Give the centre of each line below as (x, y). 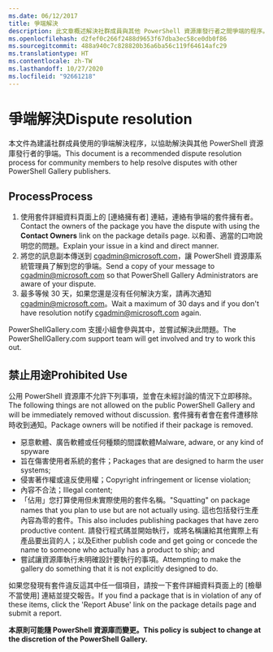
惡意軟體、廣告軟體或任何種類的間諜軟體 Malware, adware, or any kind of (142, 443)
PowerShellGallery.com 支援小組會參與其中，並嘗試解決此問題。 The (122, 330)
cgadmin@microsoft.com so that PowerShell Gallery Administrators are (139, 275)
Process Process (51, 196)
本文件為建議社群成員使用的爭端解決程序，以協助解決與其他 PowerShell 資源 (136, 143)
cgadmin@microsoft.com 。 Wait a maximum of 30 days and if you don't (140, 304)
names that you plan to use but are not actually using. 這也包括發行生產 (139, 510)
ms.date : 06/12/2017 (43, 16)
